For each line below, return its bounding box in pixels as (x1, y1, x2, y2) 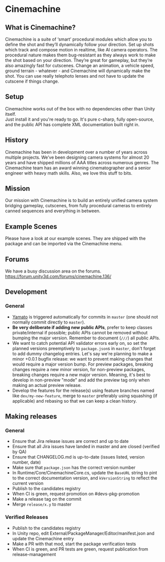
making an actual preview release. (12, 382, 82, 388)
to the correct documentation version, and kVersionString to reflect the (12, 475, 158, 481)
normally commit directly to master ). (12, 319, 85, 325)
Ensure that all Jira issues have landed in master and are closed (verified (12, 444, 160, 450)
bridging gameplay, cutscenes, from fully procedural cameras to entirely (5, 203, 152, 209)
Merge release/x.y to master (12, 501, 72, 508)
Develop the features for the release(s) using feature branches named (12, 387, 154, 393)
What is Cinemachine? (5, 23, 76, 32)
